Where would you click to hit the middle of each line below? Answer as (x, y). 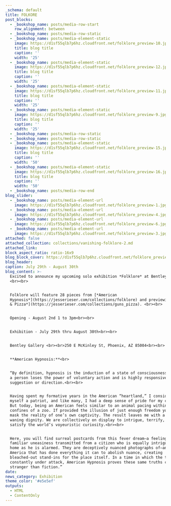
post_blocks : (19, 19)
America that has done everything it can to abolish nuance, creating (86, 453)
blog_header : (19, 262)
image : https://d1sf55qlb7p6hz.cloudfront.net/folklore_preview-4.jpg (91, 215)
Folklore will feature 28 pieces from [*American (63, 295)
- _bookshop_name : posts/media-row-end (52, 191)
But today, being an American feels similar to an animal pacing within (89, 406)
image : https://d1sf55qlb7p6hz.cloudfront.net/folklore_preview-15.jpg (92, 148)
